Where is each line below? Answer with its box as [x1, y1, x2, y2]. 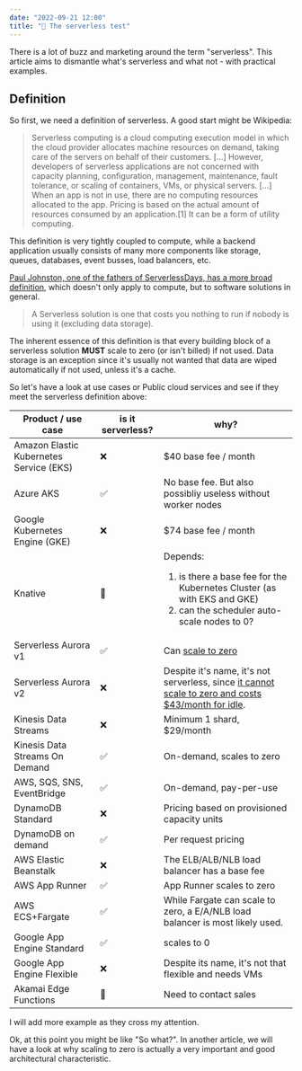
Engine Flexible [13, 968, 78, 980]
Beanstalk [13, 864, 56, 877]
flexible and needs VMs [163, 968, 263, 980]
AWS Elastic [13, 854, 65, 866]
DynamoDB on [13, 828, 75, 840]
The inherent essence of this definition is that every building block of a [9, 336, 271, 347]
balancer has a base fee [163, 864, 265, 877]
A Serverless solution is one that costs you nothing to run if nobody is [31, 309, 289, 320]
